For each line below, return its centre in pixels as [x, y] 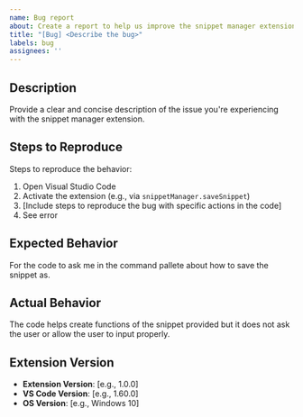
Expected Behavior [64, 244]
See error [40, 215]
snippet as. [30, 275]
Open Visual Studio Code [69, 186]
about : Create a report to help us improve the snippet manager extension [153, 26]
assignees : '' [36, 51]
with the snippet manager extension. [77, 119]
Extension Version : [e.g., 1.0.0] [80, 385]
